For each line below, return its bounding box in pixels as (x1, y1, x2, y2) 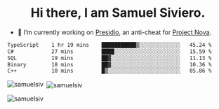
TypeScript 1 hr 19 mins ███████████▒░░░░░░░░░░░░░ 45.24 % (7, 41, 212, 48)
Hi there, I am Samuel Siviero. (30, 5, 206, 21)
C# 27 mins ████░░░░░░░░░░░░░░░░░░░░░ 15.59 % (7, 48, 212, 55)
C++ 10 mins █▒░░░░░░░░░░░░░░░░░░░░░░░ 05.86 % (7, 68, 212, 75)
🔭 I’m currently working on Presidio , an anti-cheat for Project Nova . (17, 28, 212, 36)
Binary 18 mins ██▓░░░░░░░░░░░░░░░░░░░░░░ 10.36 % (7, 61, 212, 68)
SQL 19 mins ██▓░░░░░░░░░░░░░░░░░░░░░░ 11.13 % (7, 54, 212, 61)
